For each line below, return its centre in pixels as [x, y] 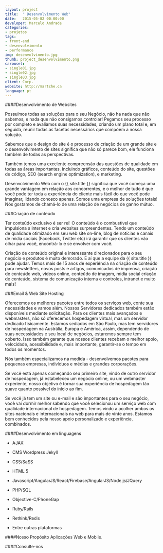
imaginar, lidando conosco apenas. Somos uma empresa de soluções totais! [81, 199]
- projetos [16, 32]
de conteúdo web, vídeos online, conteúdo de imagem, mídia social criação [81, 274]
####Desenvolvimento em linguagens [43, 433]
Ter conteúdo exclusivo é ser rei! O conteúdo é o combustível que [71, 223]
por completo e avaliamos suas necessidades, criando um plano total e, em [81, 124]
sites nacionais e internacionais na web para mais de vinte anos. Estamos [79, 414]
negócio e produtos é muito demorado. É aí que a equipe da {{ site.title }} [78, 259]
